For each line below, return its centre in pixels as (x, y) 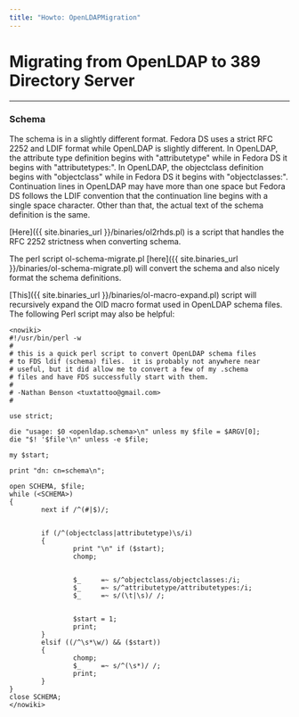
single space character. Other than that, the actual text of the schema (137, 205)
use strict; (31, 416)
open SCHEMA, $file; (48, 486)
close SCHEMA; (36, 696)
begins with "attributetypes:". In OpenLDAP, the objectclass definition (137, 167)
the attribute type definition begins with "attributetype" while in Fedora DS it (148, 158)
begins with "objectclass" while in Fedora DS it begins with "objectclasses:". (149, 177)
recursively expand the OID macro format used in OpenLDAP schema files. (146, 304)
